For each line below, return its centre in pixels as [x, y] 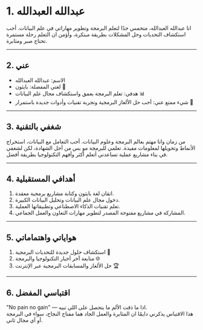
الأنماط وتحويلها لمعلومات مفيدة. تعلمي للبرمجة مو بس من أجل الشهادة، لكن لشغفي [101, 148]
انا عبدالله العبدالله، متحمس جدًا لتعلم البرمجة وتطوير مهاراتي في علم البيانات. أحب [99, 28]
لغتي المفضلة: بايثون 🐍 [40, 87]
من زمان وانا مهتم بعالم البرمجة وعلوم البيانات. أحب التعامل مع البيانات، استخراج [96, 141]
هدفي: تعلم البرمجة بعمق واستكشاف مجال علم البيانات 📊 [80, 93]
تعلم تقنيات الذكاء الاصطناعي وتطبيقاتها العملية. [68, 206]
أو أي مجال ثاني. [25, 320]
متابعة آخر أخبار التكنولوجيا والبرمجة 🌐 [58, 259]
